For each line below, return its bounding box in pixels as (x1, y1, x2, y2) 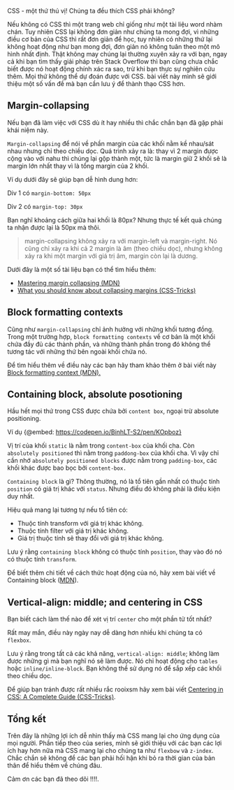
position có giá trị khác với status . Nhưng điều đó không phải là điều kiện (7, 484, 221, 493)
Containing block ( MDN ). (7, 576, 79, 584)
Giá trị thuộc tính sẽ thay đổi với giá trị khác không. (17, 534, 164, 543)
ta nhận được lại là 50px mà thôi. (7, 223, 101, 231)
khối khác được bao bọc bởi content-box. (7, 464, 127, 472)
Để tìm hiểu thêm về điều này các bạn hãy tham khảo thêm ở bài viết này (7, 361, 217, 369)
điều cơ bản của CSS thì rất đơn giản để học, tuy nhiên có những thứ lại (7, 35, 213, 43)
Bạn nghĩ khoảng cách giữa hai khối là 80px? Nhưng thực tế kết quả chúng (7, 215, 222, 224)
